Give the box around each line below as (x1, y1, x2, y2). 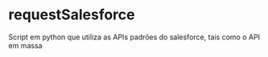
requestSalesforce (8, 6, 135, 24)
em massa (8, 40, 43, 50)
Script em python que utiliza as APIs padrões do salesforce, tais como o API (8, 32, 260, 42)
